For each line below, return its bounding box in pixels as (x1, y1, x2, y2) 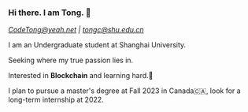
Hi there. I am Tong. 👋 (8, 7, 91, 18)
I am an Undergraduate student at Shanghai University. (8, 40, 187, 50)
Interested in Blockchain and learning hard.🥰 (8, 71, 154, 80)
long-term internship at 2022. (8, 95, 104, 105)
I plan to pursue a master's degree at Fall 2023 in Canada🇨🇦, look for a (8, 86, 242, 95)
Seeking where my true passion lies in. (8, 55, 134, 65)
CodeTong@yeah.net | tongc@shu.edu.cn (8, 25, 144, 35)
